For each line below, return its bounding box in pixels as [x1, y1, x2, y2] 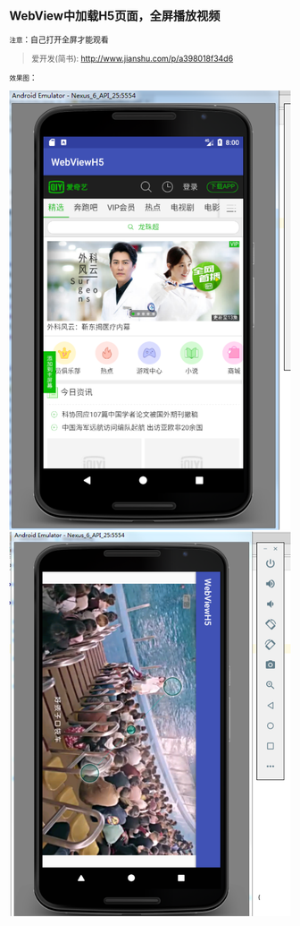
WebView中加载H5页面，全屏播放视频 [9, 8, 221, 24]
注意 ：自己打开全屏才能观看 [9, 34, 109, 45]
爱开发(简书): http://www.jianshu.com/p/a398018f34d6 [30, 53, 234, 64]
